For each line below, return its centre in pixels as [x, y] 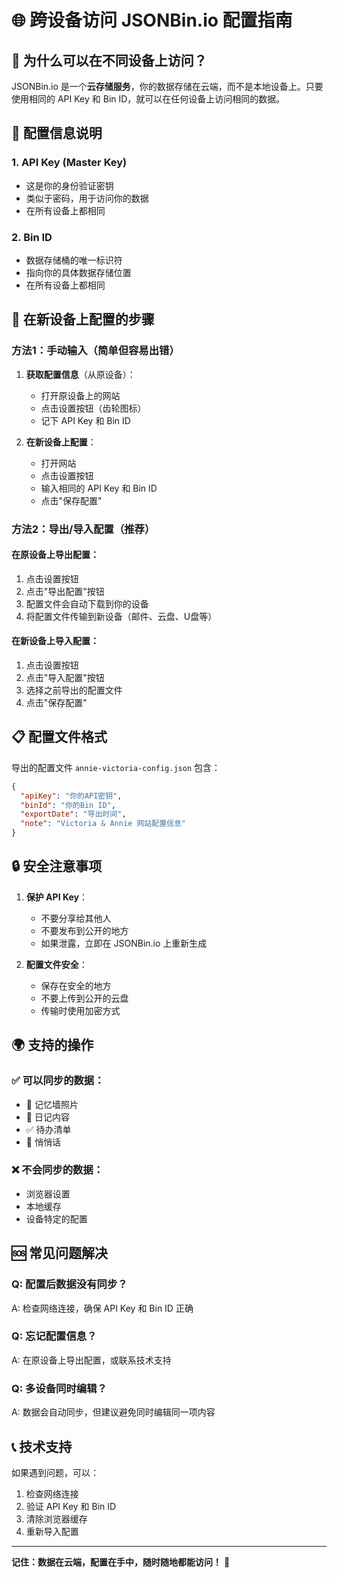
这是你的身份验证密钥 [69, 185]
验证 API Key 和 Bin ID [71, 1506]
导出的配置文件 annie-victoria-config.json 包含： [116, 767]
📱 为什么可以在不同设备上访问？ [109, 60]
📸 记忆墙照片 [52, 1104]
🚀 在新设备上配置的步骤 [83, 319]
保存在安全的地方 [76, 985]
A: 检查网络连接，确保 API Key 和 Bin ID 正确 [102, 1308]
